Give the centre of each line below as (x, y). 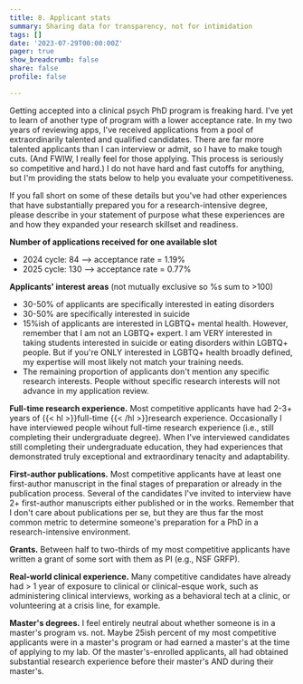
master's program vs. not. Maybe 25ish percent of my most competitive (143, 632)
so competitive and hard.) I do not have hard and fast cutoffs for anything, (147, 168)
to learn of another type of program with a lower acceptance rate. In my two (151, 120)
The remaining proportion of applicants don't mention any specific (146, 371)
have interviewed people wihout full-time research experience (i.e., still (142, 428)
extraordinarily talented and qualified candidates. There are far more (137, 139)
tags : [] (26, 34)
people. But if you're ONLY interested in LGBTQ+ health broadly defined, (157, 352)
